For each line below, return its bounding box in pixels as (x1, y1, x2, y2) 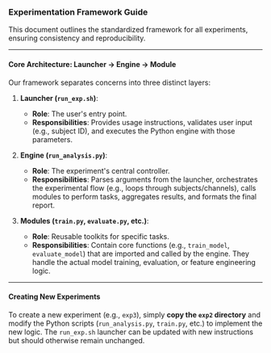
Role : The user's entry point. (31, 108, 127, 119)
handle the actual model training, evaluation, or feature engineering (31, 257, 256, 267)
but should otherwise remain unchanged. (8, 335, 145, 345)
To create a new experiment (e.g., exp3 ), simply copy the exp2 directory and (8, 309, 261, 319)
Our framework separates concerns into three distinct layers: (8, 78, 211, 87)
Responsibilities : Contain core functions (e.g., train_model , (31, 240, 230, 250)
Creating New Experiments (8, 292, 101, 301)
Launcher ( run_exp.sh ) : (19, 93, 98, 103)
